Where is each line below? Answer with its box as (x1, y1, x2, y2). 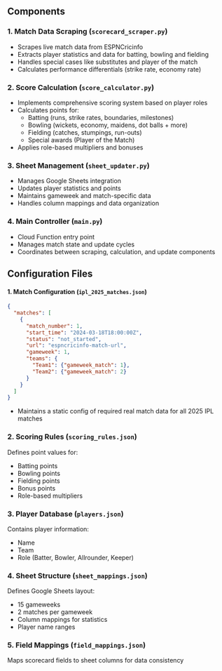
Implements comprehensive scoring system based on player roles (17, 98, 208, 107)
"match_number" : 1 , (25, 322, 83, 329)
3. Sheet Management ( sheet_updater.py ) (7, 161, 150, 171)
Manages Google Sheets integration (17, 177, 121, 185)
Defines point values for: (7, 448, 78, 456)
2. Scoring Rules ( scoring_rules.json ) (7, 432, 138, 441)
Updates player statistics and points (17, 184, 121, 192)
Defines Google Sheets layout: (7, 587, 95, 595)
